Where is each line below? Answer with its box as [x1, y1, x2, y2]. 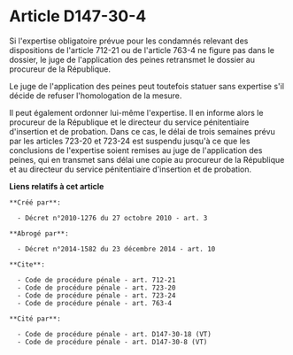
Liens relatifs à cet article [9, 181, 104, 191]
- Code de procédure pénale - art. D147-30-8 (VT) [17, 337, 208, 346]
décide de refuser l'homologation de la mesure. [9, 90, 182, 101]
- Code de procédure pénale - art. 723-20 [17, 283, 176, 292]
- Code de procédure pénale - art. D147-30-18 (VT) [17, 329, 212, 338]
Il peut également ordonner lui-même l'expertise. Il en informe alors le [9, 107, 264, 118]
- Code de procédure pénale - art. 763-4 [17, 298, 173, 307]
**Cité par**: [9, 314, 62, 323]
